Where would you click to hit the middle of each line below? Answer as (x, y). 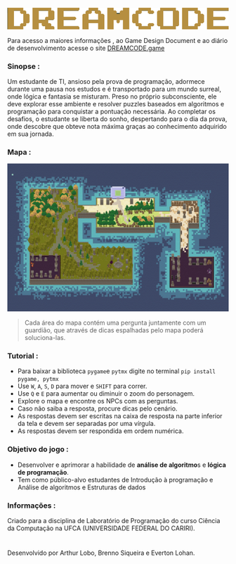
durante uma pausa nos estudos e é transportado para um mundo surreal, (114, 89)
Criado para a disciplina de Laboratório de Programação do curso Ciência (114, 520)
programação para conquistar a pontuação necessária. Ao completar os (112, 112)
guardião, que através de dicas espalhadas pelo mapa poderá (114, 330)
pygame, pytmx (38, 380)
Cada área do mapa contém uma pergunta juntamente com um (115, 323)
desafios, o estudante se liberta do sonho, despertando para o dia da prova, (117, 119)
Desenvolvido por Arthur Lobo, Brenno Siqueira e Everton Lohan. (101, 553)
